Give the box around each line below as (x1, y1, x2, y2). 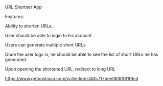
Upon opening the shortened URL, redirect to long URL (5, 66, 116, 72)
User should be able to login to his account (5, 33, 92, 38)
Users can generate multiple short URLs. (5, 42, 87, 48)
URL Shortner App (5, 4, 42, 10)
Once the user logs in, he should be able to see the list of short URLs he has (5, 51, 158, 57)
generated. (5, 57, 27, 63)
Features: (5, 14, 24, 19)
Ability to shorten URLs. (5, 23, 53, 29)
